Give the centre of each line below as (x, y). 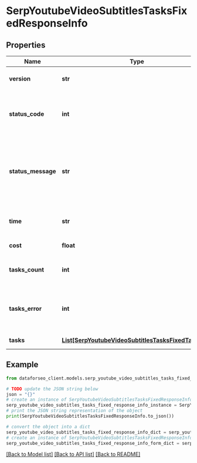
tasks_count (27, 270)
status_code (27, 114)
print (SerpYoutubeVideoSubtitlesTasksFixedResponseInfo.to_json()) (90, 416)
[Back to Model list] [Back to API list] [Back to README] (73, 454)
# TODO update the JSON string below (52, 389)
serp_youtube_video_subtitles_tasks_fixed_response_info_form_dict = (93, 443)
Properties (26, 45)
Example (22, 365)
